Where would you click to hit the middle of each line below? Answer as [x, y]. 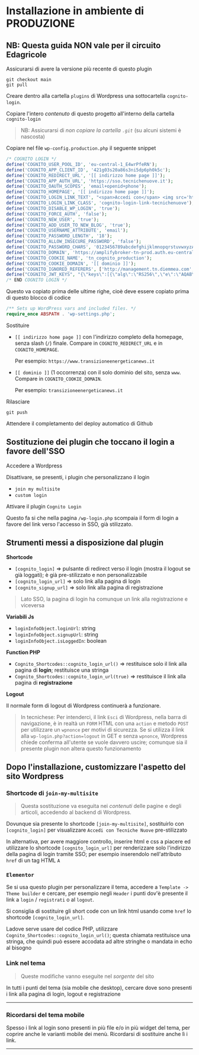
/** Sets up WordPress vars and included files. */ [71, 309]
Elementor [20, 875]
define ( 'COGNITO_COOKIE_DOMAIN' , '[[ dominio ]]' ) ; [71, 264]
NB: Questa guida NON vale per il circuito [84, 45]
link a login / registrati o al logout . [50, 900]
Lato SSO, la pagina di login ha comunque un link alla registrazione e [104, 599]
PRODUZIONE [41, 23]
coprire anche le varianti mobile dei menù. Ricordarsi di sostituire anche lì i [97, 1034]
